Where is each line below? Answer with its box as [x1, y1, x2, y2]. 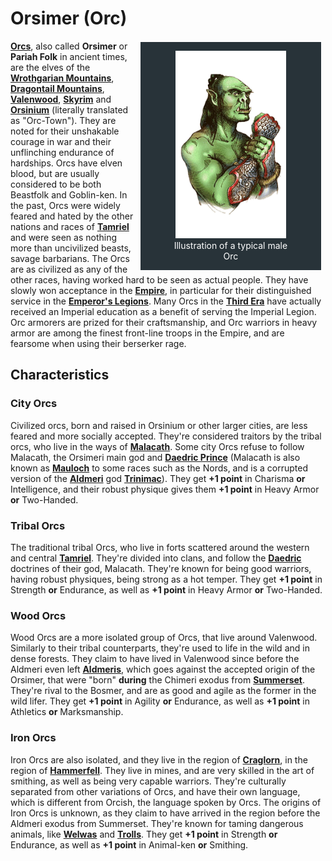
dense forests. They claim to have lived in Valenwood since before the [10, 653, 300, 665]
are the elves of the [10, 61, 91, 73]
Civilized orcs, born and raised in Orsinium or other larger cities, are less [10, 419, 308, 431]
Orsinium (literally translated [10, 103, 129, 116]
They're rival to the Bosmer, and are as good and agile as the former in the [10, 685, 317, 697]
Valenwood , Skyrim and [10, 93, 112, 105]
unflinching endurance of [10, 146, 115, 158]
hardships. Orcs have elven [10, 157, 123, 169]
